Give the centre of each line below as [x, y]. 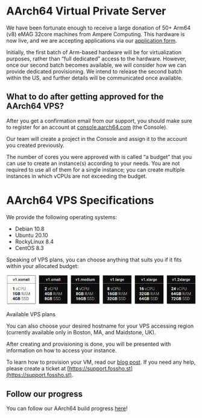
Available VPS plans [31, 314]
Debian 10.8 [30, 229]
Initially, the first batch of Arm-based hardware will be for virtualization [94, 52]
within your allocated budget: [43, 266]
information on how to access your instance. [62, 351]
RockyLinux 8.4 [34, 242]
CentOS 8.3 [29, 248]
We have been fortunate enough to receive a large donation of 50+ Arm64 [99, 28]
